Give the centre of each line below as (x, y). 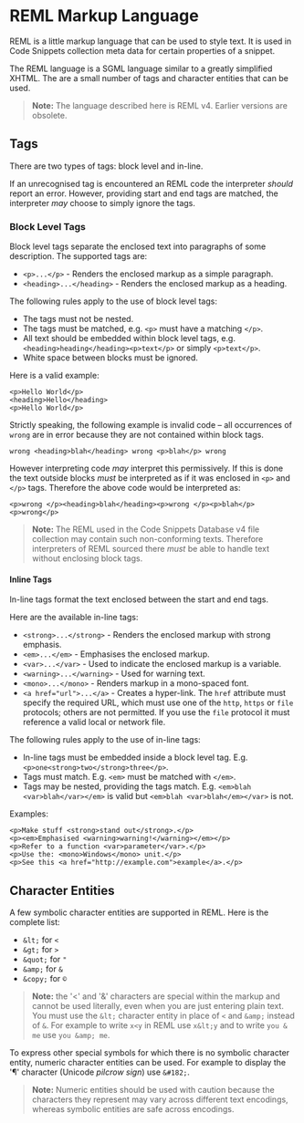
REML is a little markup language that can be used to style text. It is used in (151, 41)
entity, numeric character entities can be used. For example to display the (147, 1063)
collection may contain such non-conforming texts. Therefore (147, 539)
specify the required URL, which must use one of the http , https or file (158, 702)
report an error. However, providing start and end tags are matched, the (144, 193)
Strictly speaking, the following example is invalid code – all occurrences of (151, 425)
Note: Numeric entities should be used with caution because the (153, 1090)
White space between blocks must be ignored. (110, 358)
